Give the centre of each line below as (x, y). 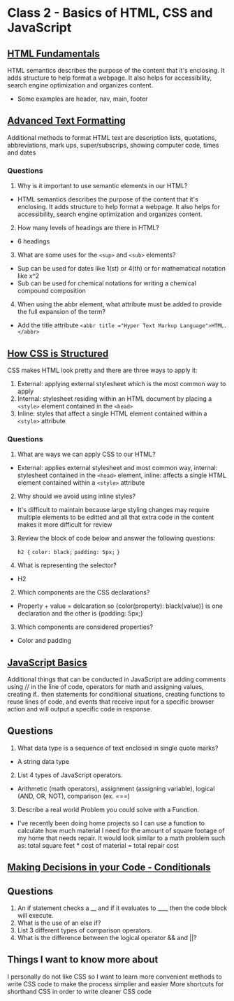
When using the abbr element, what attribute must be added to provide (119, 304)
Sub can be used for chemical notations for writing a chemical (107, 283)
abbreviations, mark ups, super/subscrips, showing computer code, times (113, 145)
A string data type (43, 761)
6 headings (34, 241)
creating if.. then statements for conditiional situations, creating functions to (116, 695)
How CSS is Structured (58, 354)
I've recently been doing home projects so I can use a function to (111, 823)
